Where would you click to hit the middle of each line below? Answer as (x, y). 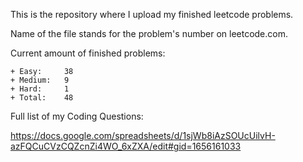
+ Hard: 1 (40, 89)
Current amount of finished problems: (88, 53)
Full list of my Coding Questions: (77, 116)
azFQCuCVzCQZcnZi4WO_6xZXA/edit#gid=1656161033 (126, 146)
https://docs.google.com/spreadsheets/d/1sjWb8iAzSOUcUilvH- (143, 135)
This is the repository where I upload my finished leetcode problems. (152, 14)
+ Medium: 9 (40, 80)
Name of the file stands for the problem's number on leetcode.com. (149, 33)
